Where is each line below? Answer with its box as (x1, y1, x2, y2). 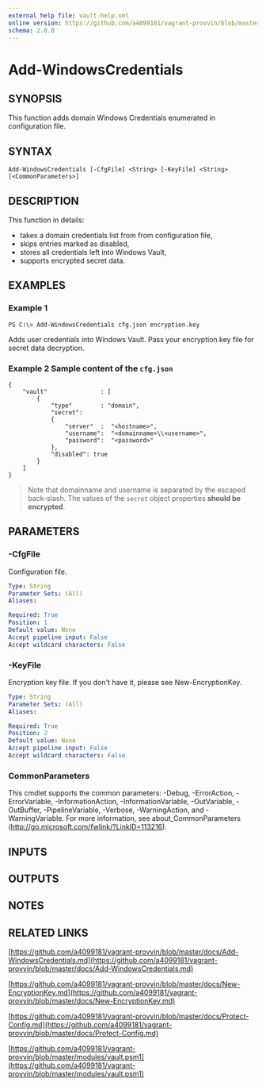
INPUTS (8, 845, 47, 858)
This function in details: (8, 215, 85, 225)
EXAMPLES (8, 279, 66, 292)
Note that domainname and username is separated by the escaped (27, 485, 246, 495)
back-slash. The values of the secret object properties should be (27, 493, 241, 503)
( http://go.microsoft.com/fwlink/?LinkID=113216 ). (8, 822, 168, 832)
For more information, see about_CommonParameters (66, 814, 241, 823)
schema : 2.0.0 (8, 26, 55, 34)
